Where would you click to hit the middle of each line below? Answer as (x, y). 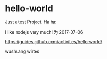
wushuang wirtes (22, 51)
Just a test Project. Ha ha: (31, 22)
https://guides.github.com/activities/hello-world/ (54, 41)
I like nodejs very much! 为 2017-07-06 (44, 32)
